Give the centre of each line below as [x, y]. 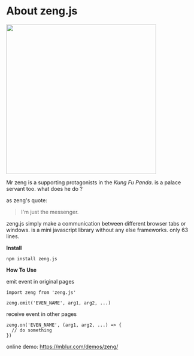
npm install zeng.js [32, 258]
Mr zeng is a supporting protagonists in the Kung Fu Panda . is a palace [94, 182]
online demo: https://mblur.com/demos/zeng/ [62, 346]
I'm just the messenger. [50, 212]
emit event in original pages [40, 281]
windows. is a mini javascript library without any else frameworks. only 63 [97, 230]
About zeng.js [42, 11]
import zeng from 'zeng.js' [41, 292]
